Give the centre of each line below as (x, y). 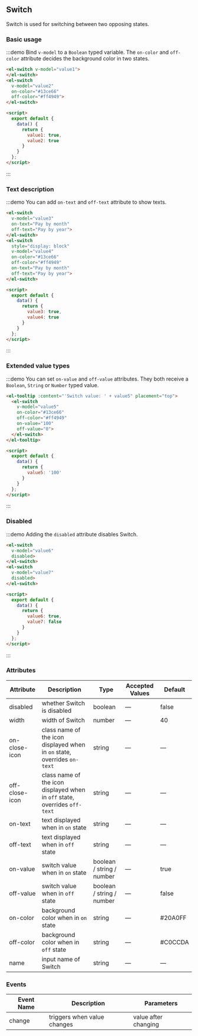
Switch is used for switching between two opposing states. (78, 24)
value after (148, 1017)
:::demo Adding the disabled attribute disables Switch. (72, 534)
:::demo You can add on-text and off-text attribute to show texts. (86, 202)
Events (16, 984)
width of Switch (63, 720)
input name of (61, 959)
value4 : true (43, 317)
